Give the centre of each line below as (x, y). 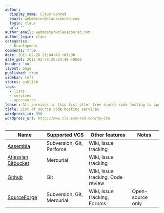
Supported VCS (65, 135)
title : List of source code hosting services (52, 109)
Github (15, 177)
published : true (21, 73)
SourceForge (22, 197)
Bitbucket (18, 163)
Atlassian (18, 157)
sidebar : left (20, 77)
